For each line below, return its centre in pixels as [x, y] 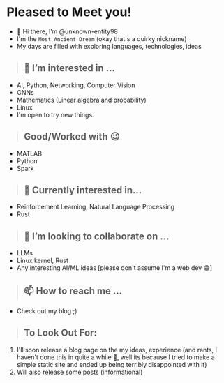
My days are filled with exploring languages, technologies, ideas [109, 46]
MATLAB [29, 153]
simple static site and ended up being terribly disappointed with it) [112, 364]
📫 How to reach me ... [73, 291]
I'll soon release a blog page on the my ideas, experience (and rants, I [117, 350]
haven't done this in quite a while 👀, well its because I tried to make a [116, 357]
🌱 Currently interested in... [83, 190]
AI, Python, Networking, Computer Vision [76, 85]
